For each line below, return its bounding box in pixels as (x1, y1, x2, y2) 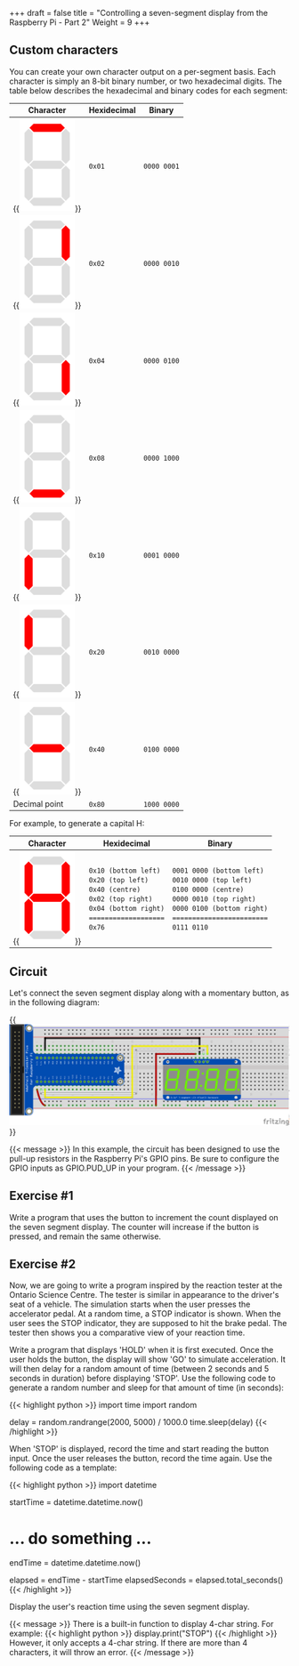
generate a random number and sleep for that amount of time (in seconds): (9, 1382, 285, 1393)
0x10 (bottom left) (88, 866, 161, 875)
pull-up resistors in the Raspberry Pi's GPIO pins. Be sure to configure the (9, 1153, 279, 1163)
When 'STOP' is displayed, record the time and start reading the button (9, 1444, 270, 1454)
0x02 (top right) (88, 895, 153, 904)
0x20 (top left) (88, 876, 149, 885)
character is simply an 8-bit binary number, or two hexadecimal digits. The (9, 76, 282, 86)
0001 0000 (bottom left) (172, 866, 264, 875)
